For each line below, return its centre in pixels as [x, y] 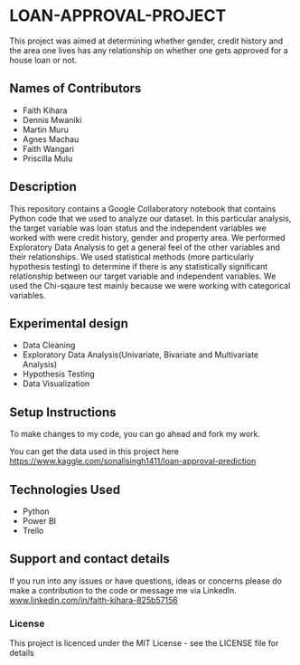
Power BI [39, 521]
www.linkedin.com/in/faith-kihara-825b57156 [94, 600]
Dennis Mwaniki [52, 119]
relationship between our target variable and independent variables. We [143, 276]
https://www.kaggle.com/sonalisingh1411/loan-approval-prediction [133, 461]
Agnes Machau [51, 139]
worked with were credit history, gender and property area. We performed [148, 237]
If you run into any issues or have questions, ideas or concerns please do [146, 581]
